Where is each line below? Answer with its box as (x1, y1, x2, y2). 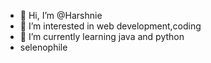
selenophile (19, 41, 68, 53)
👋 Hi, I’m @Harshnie (19, 10, 103, 21)
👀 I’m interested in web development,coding (19, 20, 202, 32)
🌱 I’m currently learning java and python (19, 31, 185, 42)
